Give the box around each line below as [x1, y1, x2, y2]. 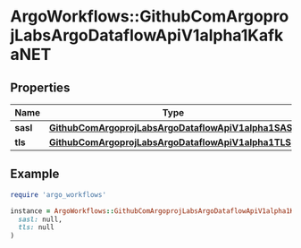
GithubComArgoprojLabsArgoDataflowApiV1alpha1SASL [48, 122, 298, 133]
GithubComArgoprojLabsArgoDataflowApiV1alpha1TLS [48, 136, 291, 149]
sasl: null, [18, 215, 63, 224]
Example [10, 167, 60, 182]
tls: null [18, 223, 54, 232]
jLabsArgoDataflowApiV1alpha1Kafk [10, 25, 284, 46]
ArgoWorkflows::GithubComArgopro [10, 6, 289, 27]
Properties [10, 80, 71, 95]
